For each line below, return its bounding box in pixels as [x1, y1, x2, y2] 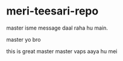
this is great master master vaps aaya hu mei [6, 47, 118, 55]
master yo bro [6, 36, 41, 43]
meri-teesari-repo [6, 4, 99, 18]
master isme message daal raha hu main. [6, 24, 109, 31]
